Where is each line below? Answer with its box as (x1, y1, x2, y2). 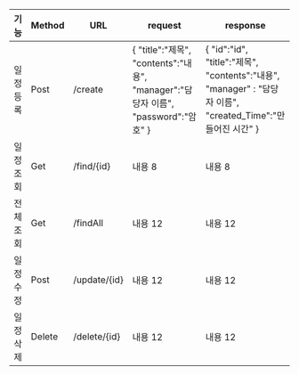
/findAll (72, 217, 104, 229)
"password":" (132, 110, 189, 123)
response (224, 20, 266, 31)
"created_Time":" (205, 110, 278, 121)
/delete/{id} (72, 330, 121, 342)
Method (30, 20, 65, 31)
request (147, 20, 182, 31)
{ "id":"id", (205, 44, 249, 55)
